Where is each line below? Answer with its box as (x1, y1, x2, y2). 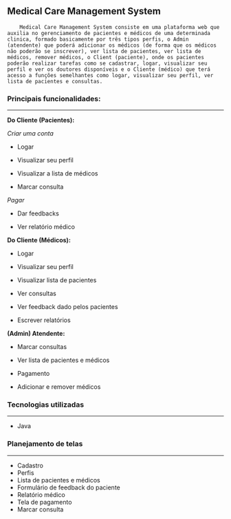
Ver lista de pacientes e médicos (16, 356, 110, 364)
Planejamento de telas (7, 439, 83, 449)
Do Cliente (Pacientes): (7, 116, 75, 125)
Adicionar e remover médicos (16, 383, 101, 391)
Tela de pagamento (16, 498, 72, 506)
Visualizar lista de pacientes (16, 276, 97, 284)
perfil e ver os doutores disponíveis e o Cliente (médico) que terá (7, 65, 211, 73)
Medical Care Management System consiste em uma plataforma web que (19, 23, 220, 30)
